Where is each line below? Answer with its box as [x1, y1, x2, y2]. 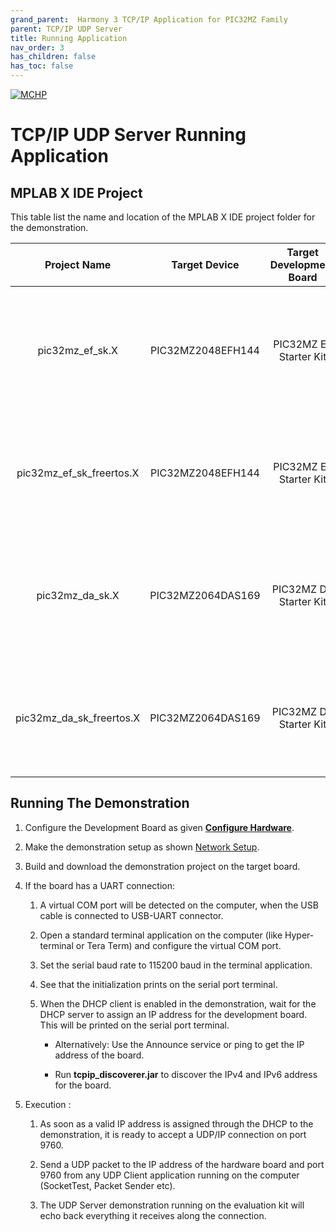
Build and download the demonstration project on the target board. [24, 860, 301, 872]
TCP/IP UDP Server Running [10, 124, 247, 146]
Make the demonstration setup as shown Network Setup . [24, 841, 260, 853]
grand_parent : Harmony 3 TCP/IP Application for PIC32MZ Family [10, 14, 288, 25]
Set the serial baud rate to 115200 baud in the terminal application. [39, 959, 313, 971]
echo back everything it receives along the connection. [39, 1209, 267, 1221]
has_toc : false [10, 61, 74, 71]
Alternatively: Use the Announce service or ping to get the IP [54, 1038, 305, 1050]
